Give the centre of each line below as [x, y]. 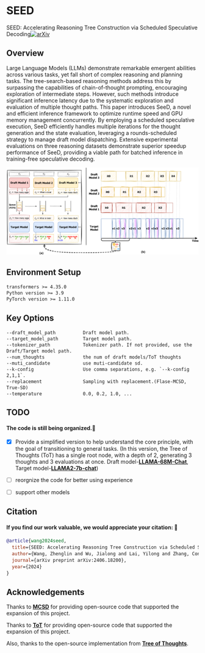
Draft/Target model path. [39, 351]
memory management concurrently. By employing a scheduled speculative [101, 120]
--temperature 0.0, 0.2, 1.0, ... [69, 394]
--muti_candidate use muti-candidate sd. [75, 363]
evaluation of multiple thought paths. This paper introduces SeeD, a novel [99, 107]
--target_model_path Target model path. [69, 339]
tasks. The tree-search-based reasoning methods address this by [89, 81]
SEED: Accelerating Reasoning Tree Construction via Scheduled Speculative [102, 27]
